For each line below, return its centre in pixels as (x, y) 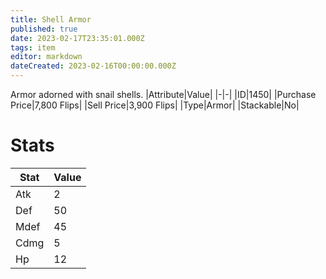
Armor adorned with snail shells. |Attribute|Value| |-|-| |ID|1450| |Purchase (163, 94)
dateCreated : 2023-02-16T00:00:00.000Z (93, 66)
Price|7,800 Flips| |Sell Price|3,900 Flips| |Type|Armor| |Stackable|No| (155, 105)
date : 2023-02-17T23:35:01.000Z (77, 38)
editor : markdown (46, 57)
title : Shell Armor (51, 19)
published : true (44, 29)
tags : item (33, 47)
